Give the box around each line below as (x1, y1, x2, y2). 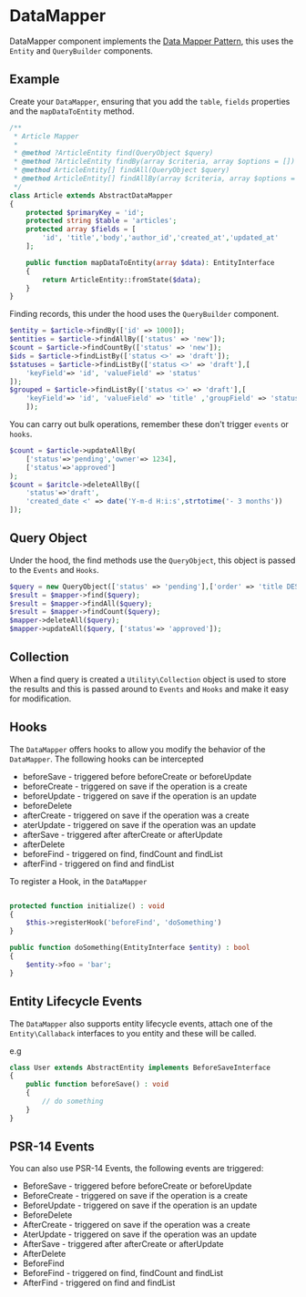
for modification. (9, 693, 72, 704)
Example (9, 72, 60, 87)
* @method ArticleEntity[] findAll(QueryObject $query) (13, 166, 230, 175)
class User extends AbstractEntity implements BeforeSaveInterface (9, 1063, 271, 1072)
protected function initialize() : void (9, 901, 166, 911)
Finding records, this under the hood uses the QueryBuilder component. (9, 309, 280, 320)
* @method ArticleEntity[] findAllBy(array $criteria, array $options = (13, 174, 296, 183)
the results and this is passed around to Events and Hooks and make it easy (9, 683, 290, 694)
